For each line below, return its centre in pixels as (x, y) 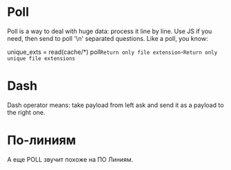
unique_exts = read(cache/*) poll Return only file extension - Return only (112, 52)
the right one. (26, 112)
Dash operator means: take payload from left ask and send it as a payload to (115, 105)
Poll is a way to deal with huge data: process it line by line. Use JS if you (110, 31)
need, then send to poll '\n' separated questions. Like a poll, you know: (108, 38)
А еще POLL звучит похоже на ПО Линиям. (70, 159)
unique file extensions (41, 58)
